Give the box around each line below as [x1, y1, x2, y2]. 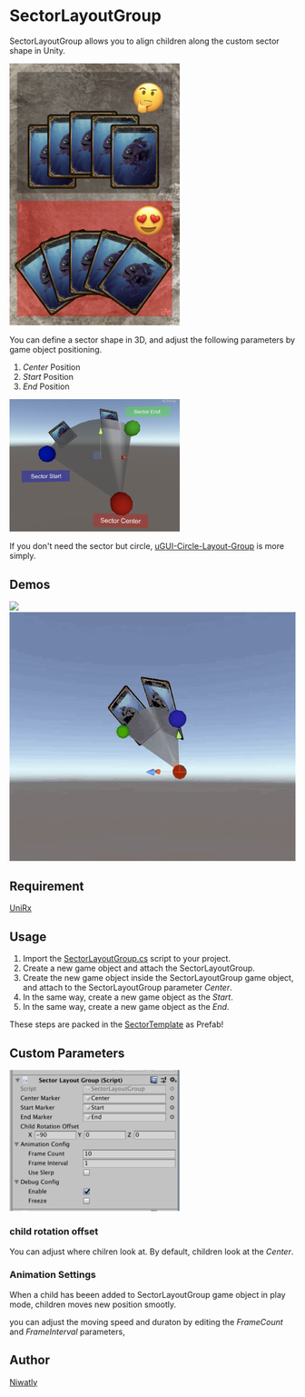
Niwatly [9, 1376, 38, 1387]
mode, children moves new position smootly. [9, 1299, 177, 1310]
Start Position [22, 372, 74, 383]
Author [9, 1352, 50, 1368]
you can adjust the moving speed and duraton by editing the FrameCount [9, 1316, 283, 1327]
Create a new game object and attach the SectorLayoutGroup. [22, 963, 256, 973]
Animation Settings [9, 1269, 97, 1282]
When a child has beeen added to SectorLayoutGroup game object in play [9, 1289, 286, 1300]
